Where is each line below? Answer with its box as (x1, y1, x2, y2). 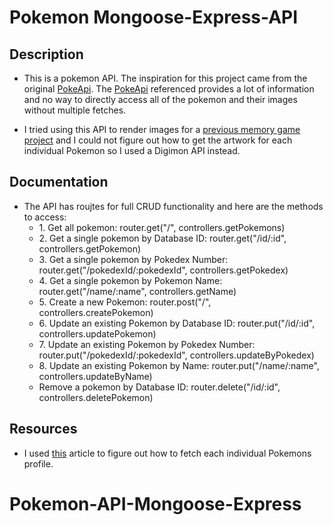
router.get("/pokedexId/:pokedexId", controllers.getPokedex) (38, 264, 289, 276)
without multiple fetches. (23, 104, 127, 116)
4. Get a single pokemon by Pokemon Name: (38, 274, 223, 286)
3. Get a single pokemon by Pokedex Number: (38, 253, 229, 265)
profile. (23, 457, 54, 470)
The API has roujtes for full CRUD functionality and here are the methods (23, 200, 324, 212)
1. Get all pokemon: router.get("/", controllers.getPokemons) (38, 221, 286, 233)
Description (9, 46, 84, 63)
